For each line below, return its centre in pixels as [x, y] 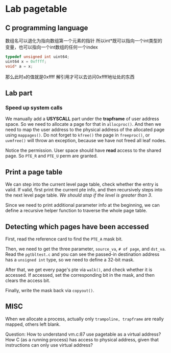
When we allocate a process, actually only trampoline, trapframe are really [85, 319]
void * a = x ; [19, 66]
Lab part [19, 93]
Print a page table [34, 172]
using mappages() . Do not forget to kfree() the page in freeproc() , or [78, 135]
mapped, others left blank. [33, 324]
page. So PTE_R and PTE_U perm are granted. [52, 156]
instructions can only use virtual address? [49, 345]
